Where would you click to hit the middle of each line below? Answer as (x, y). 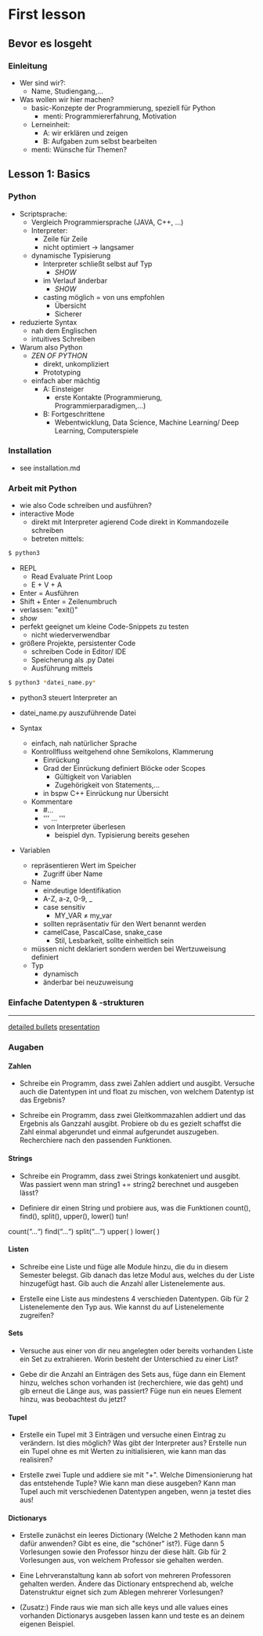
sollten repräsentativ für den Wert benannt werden (124, 923)
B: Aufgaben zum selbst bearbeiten (100, 141)
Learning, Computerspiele (96, 430)
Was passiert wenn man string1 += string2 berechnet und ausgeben (129, 1184)
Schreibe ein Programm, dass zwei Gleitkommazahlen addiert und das (133, 1116)
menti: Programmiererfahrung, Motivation (110, 116)
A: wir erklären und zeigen (85, 133)
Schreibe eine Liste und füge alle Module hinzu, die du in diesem (124, 1266)
